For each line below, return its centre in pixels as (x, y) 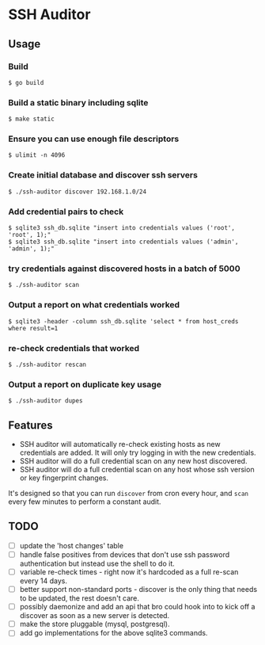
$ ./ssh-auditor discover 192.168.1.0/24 (78, 192)
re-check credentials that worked (74, 348)
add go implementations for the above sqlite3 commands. (114, 633)
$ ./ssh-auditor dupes (45, 401)
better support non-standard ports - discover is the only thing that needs (138, 590)
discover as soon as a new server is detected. (95, 616)
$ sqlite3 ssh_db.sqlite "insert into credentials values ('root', (122, 228)
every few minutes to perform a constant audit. (85, 502)
